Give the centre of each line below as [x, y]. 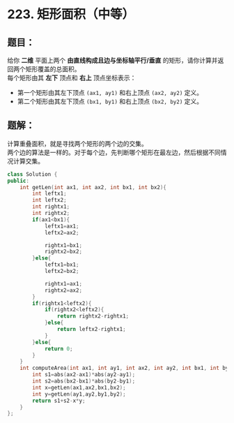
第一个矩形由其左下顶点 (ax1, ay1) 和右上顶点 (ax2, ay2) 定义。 [110, 92]
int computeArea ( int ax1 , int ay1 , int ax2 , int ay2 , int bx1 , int [120, 368]
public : [18, 181]
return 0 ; [58, 349]
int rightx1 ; [51, 207]
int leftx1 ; [50, 194]
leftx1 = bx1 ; [62, 265]
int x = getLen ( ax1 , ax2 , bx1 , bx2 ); [79, 387]
